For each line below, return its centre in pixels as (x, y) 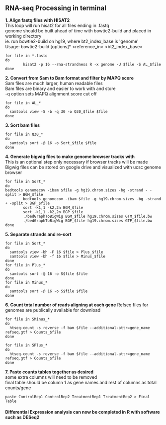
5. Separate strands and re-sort (38, 234)
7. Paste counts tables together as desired (49, 372)
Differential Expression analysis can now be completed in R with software (83, 412)
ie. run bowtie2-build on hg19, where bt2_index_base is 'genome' (72, 41)
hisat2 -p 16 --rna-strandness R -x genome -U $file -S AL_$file (92, 64)
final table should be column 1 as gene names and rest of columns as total (81, 382)
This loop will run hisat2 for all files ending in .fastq (57, 25)
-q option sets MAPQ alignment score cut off (51, 93)
